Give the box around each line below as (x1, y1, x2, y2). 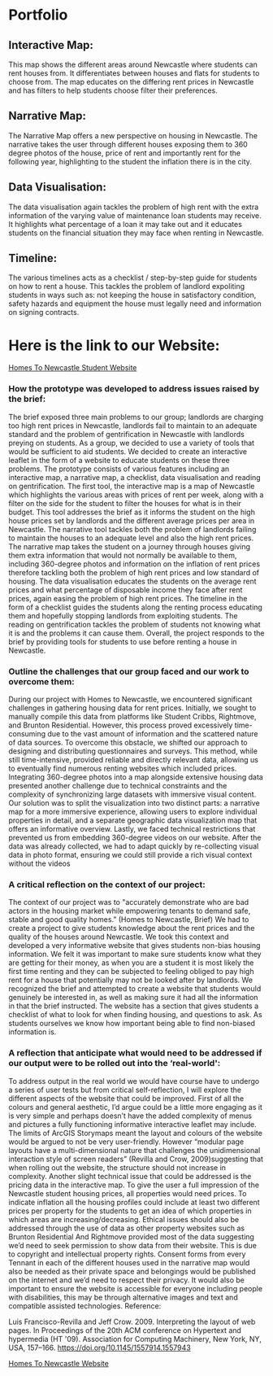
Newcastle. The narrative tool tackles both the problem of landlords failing (8, 524, 257, 534)
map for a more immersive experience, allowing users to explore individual (8, 806, 258, 816)
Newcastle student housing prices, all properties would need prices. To (8, 1188, 247, 1198)
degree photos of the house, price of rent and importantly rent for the (8, 148, 241, 158)
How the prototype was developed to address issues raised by (8, 383, 260, 395)
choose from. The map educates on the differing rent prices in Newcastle (8, 77, 254, 86)
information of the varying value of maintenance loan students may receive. (8, 210, 262, 221)
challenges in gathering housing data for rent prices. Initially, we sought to (8, 702, 257, 713)
